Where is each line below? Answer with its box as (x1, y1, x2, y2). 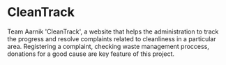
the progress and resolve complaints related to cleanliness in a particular (7, 34, 216, 43)
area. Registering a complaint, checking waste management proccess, (7, 42, 209, 50)
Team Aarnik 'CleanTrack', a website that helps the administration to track (7, 27, 219, 36)
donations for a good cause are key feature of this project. (7, 50, 175, 58)
